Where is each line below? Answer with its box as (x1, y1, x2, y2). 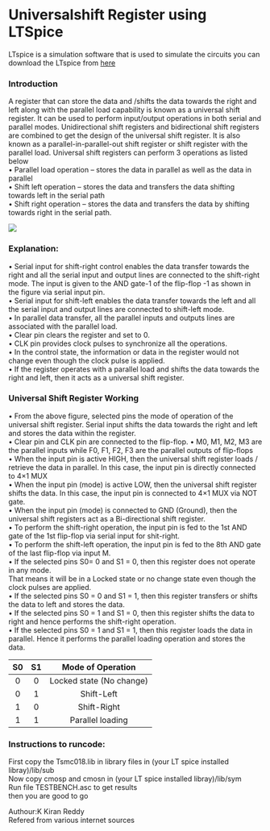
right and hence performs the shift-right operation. (8, 617, 177, 626)
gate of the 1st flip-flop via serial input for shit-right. (8, 530, 180, 541)
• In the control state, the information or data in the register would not (8, 347, 239, 356)
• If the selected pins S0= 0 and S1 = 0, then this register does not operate (8, 556, 255, 566)
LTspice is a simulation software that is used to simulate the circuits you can (8, 49, 260, 59)
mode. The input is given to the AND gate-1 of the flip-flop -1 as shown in (8, 278, 251, 288)
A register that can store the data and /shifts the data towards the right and (8, 97, 257, 106)
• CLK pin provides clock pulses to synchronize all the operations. (8, 339, 228, 348)
